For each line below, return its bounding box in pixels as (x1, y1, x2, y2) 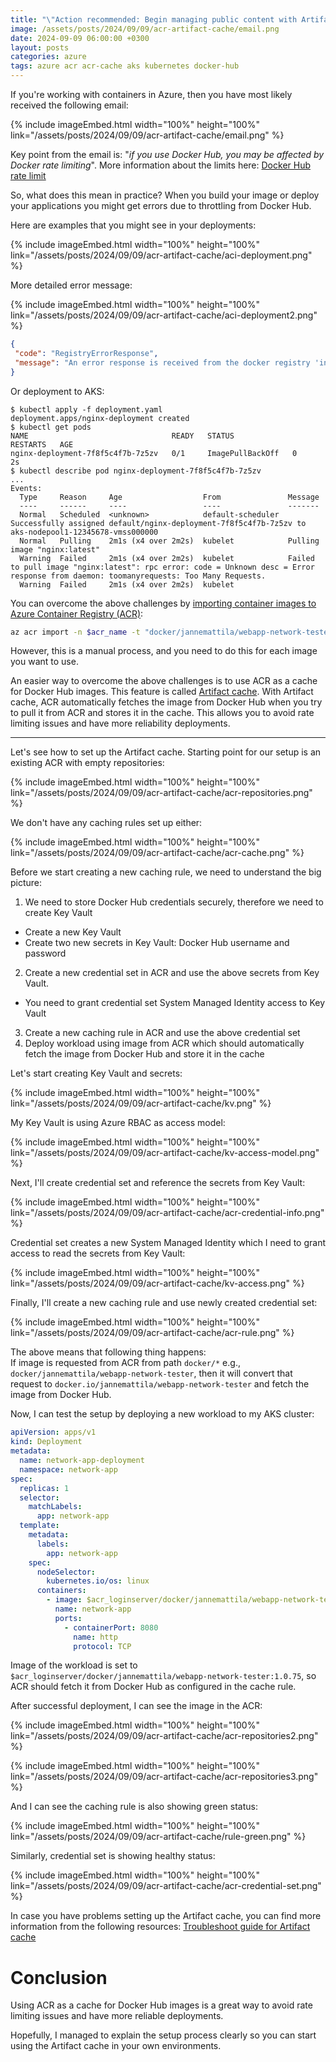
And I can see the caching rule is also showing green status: (10, 1801, 258, 1813)
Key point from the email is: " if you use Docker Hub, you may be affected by (10, 149, 325, 160)
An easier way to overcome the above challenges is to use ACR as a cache (10, 675, 318, 687)
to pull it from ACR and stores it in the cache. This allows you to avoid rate (10, 707, 315, 719)
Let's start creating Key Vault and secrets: (10, 1067, 183, 1080)
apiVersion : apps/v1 (10, 1427, 97, 1438)
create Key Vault (24, 907, 93, 919)
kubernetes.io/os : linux (46, 1576, 150, 1586)
